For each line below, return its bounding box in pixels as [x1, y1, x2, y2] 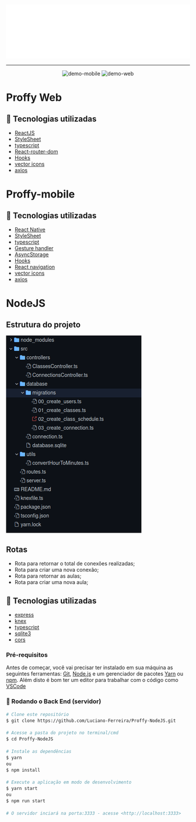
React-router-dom [14, 148, 58, 155]
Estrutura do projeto [6, 320, 80, 330]
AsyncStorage [14, 251, 49, 258]
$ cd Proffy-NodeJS [6, 736, 54, 742]
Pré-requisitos [6, 651, 48, 659]
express [14, 611, 34, 619]
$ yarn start [6, 786, 38, 792]
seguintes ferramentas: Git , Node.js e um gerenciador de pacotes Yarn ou [6, 670, 184, 677]
